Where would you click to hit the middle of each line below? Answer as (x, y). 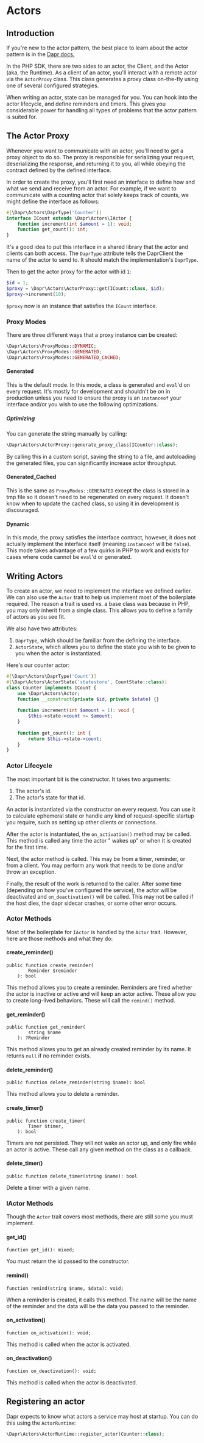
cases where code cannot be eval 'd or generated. (69, 557)
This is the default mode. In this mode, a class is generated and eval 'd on (98, 384)
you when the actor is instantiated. (58, 653)
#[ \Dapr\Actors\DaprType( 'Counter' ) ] (54, 212)
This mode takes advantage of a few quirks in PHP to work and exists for (97, 550)
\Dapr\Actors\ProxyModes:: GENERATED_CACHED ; (64, 358)
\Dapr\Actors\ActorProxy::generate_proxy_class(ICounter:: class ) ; (92, 445)
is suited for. (22, 117)
